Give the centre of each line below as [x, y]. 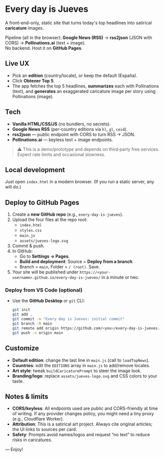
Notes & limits [27, 397]
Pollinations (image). [33, 96]
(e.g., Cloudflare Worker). [38, 419]
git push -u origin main [38, 333]
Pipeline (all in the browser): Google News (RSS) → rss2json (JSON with [79, 38]
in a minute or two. [120, 277]
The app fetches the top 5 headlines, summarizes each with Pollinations [85, 86]
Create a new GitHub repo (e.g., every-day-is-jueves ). [68, 214]
